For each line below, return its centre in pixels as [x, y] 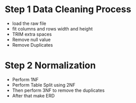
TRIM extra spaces [32, 34]
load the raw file [29, 23]
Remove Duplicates [32, 45]
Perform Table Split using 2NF [44, 85]
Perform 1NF [25, 79]
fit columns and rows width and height [52, 28]
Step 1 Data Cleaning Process [68, 9]
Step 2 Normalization [50, 66]
